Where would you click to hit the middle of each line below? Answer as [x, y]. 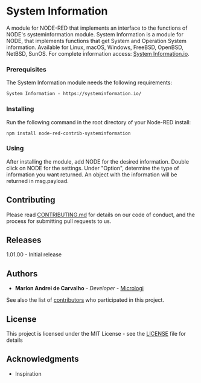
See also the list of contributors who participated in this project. [85, 300]
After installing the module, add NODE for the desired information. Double [97, 161]
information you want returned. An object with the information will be [92, 175]
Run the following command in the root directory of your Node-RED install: [99, 122]
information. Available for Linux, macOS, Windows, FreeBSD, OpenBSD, [95, 47]
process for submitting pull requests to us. [59, 221]
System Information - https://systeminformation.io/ [74, 94]
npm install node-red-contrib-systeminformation [69, 133]
